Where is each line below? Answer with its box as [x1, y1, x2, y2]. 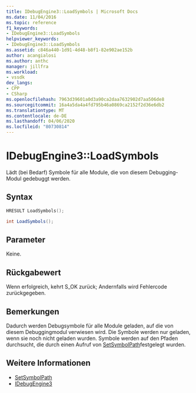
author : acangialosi [6, 53, 57, 58]
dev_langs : [6, 80, 33, 86]
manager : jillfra [6, 63, 49, 70]
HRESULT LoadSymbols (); [6, 208, 65, 214]
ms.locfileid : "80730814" [6, 124, 69, 130]
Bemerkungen [6, 306, 60, 316]
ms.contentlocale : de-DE [6, 113, 67, 119]
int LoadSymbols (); [6, 218, 54, 224]
